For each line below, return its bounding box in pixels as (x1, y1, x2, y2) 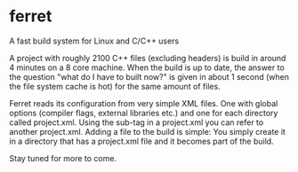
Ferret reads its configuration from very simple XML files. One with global (9, 98, 278, 108)
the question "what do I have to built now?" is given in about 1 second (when (9, 71, 289, 82)
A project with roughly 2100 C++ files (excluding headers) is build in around (9, 52, 286, 63)
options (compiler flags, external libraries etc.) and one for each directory (9, 107, 278, 118)
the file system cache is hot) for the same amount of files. (9, 81, 221, 91)
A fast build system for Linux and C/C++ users (9, 35, 180, 46)
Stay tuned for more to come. (9, 152, 117, 163)
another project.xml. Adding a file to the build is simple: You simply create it (9, 126, 286, 137)
